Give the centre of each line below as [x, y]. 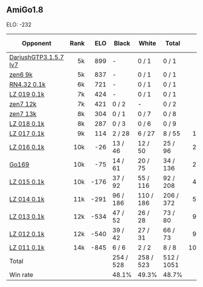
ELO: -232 [19, 24]
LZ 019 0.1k [27, 94]
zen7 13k [23, 114]
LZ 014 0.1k [27, 199]
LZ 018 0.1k [27, 123]
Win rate [21, 274]
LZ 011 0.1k [27, 247]
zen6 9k [21, 74]
